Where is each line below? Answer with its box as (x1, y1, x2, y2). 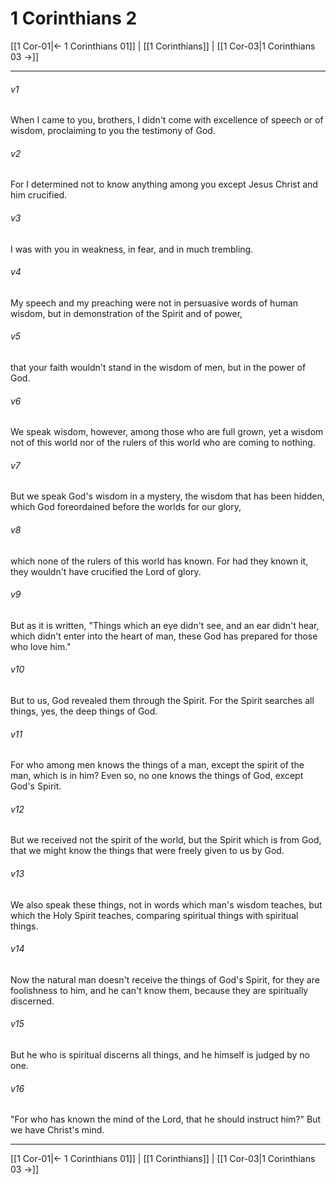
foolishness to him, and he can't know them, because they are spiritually (10, 984, 309, 996)
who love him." (10, 640, 72, 652)
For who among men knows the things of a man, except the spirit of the (10, 759, 305, 771)
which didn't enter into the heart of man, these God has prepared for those (10, 630, 318, 642)
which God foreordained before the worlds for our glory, (10, 501, 242, 513)
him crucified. (10, 189, 68, 201)
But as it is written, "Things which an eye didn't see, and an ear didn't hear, (10, 619, 320, 631)
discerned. (10, 995, 55, 1007)
